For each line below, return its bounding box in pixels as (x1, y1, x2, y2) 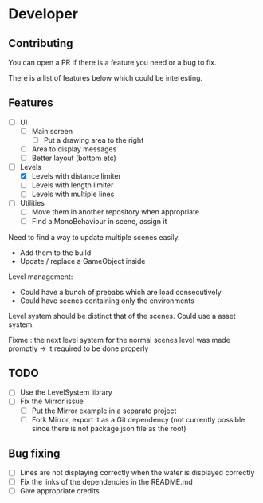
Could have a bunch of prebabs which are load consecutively (19, 287, 222, 297)
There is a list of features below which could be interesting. (8, 73, 203, 82)
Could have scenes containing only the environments (19, 296, 195, 305)
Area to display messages (31, 144, 117, 154)
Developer (8, 5, 78, 23)
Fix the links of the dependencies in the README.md (19, 477, 193, 486)
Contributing (8, 37, 73, 50)
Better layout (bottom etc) (31, 153, 117, 163)
